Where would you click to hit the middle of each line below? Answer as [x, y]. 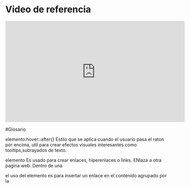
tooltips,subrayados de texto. [36, 150]
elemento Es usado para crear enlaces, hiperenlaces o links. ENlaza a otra [83, 160]
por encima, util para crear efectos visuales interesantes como [71, 144]
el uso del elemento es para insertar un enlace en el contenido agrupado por [86, 175]
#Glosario [16, 129]
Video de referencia [48, 10]
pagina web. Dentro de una [34, 165]
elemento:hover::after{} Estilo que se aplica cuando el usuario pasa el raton [85, 139]
